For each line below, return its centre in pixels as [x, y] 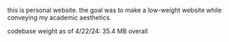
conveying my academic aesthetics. [59, 17]
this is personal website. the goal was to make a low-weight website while [114, 10]
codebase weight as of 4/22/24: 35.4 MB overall [78, 31]
